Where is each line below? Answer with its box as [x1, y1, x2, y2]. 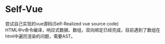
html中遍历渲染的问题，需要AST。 [5, 33, 76, 39]
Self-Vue [5, 3, 43, 15]
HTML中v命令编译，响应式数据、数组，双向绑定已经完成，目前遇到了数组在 [5, 26, 160, 33]
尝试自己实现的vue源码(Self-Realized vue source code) [5, 20, 119, 26]
